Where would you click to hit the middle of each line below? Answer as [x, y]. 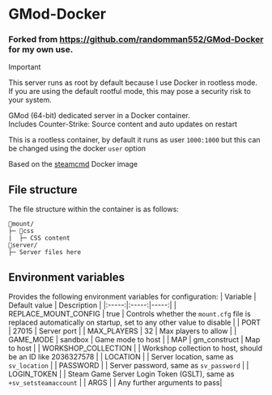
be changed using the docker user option [77, 149]
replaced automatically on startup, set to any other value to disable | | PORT [135, 323]
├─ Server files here [45, 253]
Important [25, 67]
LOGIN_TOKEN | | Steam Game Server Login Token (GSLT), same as [121, 374]
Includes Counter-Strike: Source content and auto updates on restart [123, 124]
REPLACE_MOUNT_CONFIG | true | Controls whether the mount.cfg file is [130, 314]
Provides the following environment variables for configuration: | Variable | [132, 297]
